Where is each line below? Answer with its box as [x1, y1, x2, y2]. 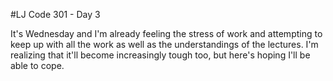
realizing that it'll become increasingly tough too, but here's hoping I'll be [10, 49, 311, 61]
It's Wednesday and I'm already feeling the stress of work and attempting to [10, 28, 323, 39]
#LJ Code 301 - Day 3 [10, 9, 101, 20]
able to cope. [10, 60, 65, 71]
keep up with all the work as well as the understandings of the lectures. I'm [10, 39, 319, 50]
